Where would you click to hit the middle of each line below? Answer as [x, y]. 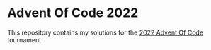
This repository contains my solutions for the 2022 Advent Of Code [105, 32]
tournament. [25, 39]
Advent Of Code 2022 [73, 13]
